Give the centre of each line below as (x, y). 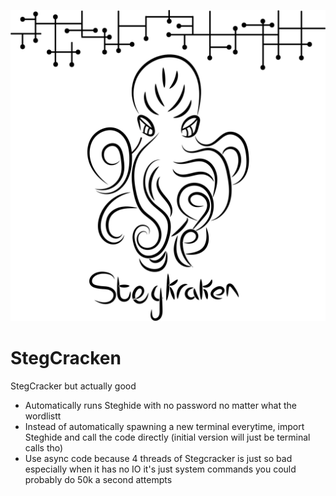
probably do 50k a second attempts (98, 480)
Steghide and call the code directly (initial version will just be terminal (167, 437)
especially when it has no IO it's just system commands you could (160, 469)
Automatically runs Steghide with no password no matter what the (160, 406)
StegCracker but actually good (73, 386)
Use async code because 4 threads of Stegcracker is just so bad (158, 459)
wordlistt (43, 416)
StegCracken (66, 358)
